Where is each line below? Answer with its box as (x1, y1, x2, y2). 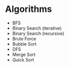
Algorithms (5, 3, 52, 15)
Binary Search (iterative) (12, 25, 62, 31)
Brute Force (12, 36, 36, 42)
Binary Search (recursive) (12, 30, 65, 36)
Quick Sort (12, 57, 34, 63)
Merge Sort (12, 51, 35, 58)
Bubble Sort (12, 41, 37, 47)
